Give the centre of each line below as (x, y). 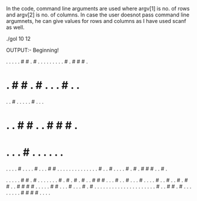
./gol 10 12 (19, 39)
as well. (15, 27)
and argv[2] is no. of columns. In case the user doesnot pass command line (98, 15)
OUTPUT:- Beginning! (32, 50)
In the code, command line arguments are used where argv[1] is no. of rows (98, 9)
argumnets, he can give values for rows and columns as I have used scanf (96, 21)
